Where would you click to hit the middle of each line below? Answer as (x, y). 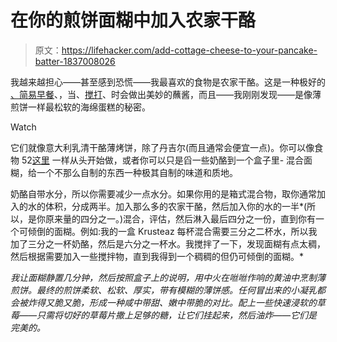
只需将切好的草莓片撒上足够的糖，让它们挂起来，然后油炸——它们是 (177, 315)
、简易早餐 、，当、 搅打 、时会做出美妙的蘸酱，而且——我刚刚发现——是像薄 (166, 94)
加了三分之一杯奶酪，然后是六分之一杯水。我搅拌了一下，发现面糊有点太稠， (168, 243)
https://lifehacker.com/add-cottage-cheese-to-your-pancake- (189, 50)
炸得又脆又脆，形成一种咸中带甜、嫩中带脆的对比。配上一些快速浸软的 (172, 302)
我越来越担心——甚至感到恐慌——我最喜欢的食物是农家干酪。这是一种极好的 (168, 82)
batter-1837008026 (75, 61)
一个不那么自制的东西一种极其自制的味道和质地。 (137, 172)
